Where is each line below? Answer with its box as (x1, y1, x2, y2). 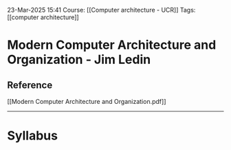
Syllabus (7, 128, 58, 144)
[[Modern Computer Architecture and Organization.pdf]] (7, 98, 166, 105)
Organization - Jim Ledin (7, 52, 151, 67)
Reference (7, 79, 53, 91)
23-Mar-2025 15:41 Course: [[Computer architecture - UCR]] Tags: (7, 6, 196, 14)
